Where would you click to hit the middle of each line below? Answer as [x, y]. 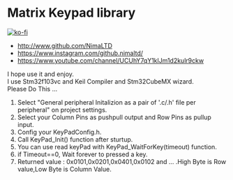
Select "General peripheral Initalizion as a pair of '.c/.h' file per [107, 102]
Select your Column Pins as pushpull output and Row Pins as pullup [114, 117]
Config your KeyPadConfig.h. [59, 132]
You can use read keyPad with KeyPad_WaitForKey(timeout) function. [117, 147]
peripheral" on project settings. [62, 110]
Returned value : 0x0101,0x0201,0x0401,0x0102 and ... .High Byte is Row [122, 161]
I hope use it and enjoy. [41, 74]
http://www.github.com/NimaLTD [65, 45]
